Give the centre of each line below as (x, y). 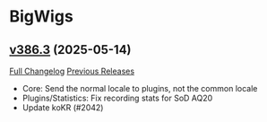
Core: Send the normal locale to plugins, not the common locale (140, 88)
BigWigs (41, 17)
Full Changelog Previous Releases (72, 71)
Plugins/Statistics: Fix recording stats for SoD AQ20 (117, 98)
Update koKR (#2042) (63, 108)
